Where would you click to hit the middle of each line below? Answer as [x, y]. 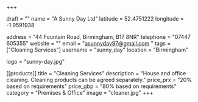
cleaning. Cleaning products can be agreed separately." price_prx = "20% [99, 80]
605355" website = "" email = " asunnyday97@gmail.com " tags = [89, 43]
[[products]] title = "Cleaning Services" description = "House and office [96, 73]
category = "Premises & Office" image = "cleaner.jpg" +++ [80, 93]
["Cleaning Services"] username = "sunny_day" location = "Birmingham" [97, 50]
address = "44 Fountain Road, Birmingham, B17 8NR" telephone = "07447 [98, 37]
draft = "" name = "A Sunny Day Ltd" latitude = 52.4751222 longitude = [95, 19]
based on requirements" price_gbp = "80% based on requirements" [91, 86]
